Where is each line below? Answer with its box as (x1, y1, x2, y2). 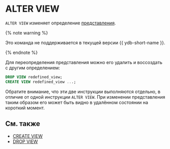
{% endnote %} (5, 49, 38, 55)
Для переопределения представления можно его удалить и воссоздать (5, 59, 163, 65)
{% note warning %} (5, 29, 48, 36)
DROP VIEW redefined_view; (5, 74, 63, 79)
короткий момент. (5, 105, 45, 111)
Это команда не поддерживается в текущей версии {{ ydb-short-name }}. (5, 39, 165, 46)
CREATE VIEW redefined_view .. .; (5, 79, 76, 84)
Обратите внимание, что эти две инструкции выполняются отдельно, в (5, 88, 161, 95)
